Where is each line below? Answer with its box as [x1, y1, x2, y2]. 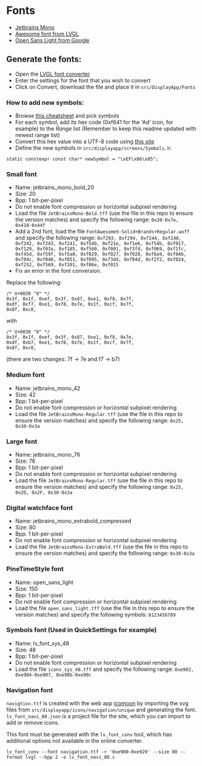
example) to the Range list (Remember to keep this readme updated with [15, 125, 197, 132]
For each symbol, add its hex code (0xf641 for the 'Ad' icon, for [15, 119, 173, 126]
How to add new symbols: [6, 98, 84, 107]
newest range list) [15, 132, 61, 139]
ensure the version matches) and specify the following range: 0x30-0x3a [15, 549, 195, 557]
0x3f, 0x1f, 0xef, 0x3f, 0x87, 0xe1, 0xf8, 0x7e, [6, 334, 135, 340]
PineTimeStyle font [6, 565, 64, 573]
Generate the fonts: [6, 54, 82, 64]
